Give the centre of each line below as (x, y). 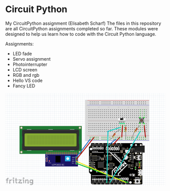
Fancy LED (24, 86)
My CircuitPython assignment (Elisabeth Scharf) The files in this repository (83, 23)
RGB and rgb (26, 75)
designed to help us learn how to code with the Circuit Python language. (81, 34)
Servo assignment (31, 59)
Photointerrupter (30, 64)
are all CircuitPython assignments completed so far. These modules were (82, 28)
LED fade (22, 54)
